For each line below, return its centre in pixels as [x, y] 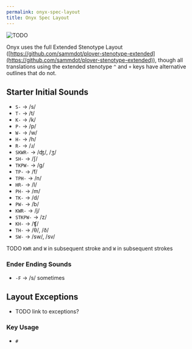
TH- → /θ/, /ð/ [32, 230]
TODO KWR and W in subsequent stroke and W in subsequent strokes [90, 249]
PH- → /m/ [28, 191]
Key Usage [23, 328]
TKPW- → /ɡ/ [30, 165]
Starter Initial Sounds [47, 92]
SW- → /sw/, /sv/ [35, 237]
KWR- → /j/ [27, 211]
